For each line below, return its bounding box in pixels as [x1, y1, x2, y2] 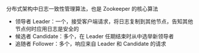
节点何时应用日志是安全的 [15, 26, 79, 32]
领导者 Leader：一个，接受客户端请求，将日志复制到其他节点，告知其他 [15, 18, 194, 25]
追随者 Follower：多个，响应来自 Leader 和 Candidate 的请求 [15, 40, 166, 47]
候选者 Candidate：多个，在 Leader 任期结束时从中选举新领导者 [15, 33, 174, 40]
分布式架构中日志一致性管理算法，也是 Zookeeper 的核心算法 [6, 5, 158, 12]
